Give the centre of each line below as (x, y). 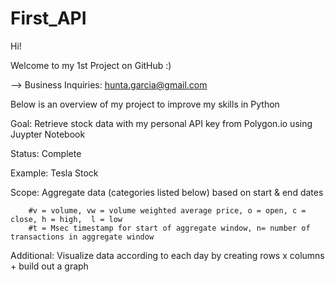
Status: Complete (46, 153)
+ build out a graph (49, 266)
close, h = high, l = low (66, 219)
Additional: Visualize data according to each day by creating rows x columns (167, 255)
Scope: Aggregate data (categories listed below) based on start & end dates (167, 192)
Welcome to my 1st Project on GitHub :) (91, 65)
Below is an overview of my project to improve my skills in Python (145, 104)
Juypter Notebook (48, 134)
